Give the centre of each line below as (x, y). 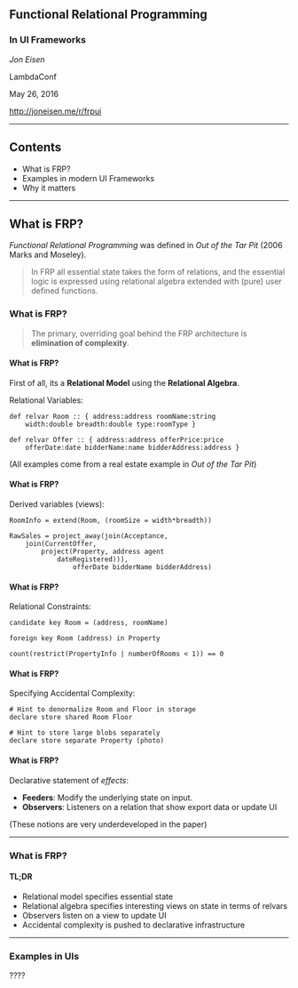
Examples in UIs (44, 956)
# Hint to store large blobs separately (85, 733)
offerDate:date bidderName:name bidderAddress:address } (133, 447)
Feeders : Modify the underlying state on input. (107, 797)
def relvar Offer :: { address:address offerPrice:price (117, 439)
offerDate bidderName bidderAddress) (142, 567)
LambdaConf (33, 76)
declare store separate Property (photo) (87, 741)
